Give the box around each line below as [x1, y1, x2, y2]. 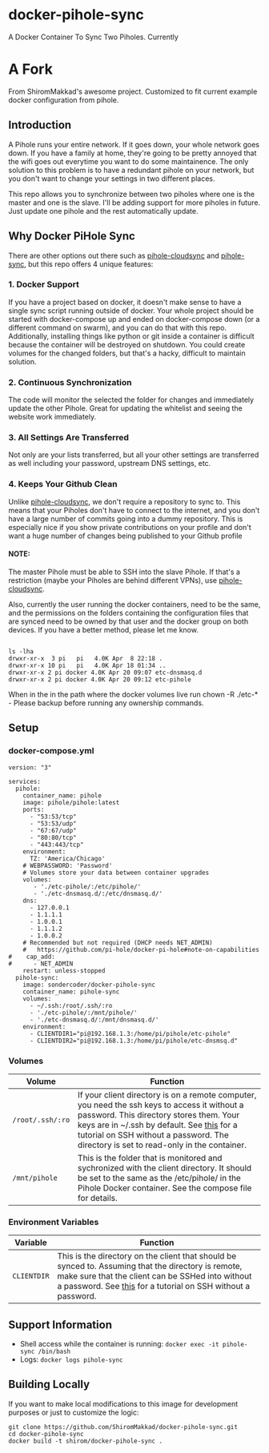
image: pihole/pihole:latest [22, 798, 120, 806]
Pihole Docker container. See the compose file [77, 1182, 252, 1194]
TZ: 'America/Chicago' [29, 854, 106, 862]
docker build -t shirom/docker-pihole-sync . [8, 1437, 163, 1445]
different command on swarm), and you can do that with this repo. [8, 323, 227, 332]
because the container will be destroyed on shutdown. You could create [8, 339, 246, 349]
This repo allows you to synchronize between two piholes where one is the [8, 189, 255, 199]
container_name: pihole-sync [22, 987, 120, 996]
